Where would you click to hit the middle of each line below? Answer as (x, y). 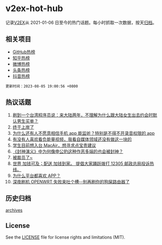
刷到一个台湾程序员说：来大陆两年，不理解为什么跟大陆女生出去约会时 (83, 115)
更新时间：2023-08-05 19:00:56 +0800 (42, 86)
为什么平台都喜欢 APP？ (37, 176)
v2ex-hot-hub (34, 8)
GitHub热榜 (24, 52)
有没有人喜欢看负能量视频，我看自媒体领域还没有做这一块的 (72, 139)
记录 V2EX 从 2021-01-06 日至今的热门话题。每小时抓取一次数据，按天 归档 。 (81, 22)
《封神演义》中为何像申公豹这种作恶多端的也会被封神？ (68, 151)
